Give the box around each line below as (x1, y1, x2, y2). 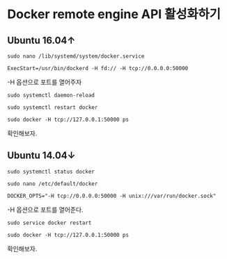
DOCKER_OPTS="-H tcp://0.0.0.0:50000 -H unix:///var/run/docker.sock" (7, 192, 217, 199)
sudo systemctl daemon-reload (7, 92, 95, 99)
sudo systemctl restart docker (7, 104, 98, 111)
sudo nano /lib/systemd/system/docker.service (7, 53, 145, 60)
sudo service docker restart (7, 219, 92, 226)
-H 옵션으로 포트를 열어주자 (7, 78, 82, 86)
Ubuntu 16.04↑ (7, 34, 76, 46)
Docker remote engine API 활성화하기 (7, 6, 221, 22)
